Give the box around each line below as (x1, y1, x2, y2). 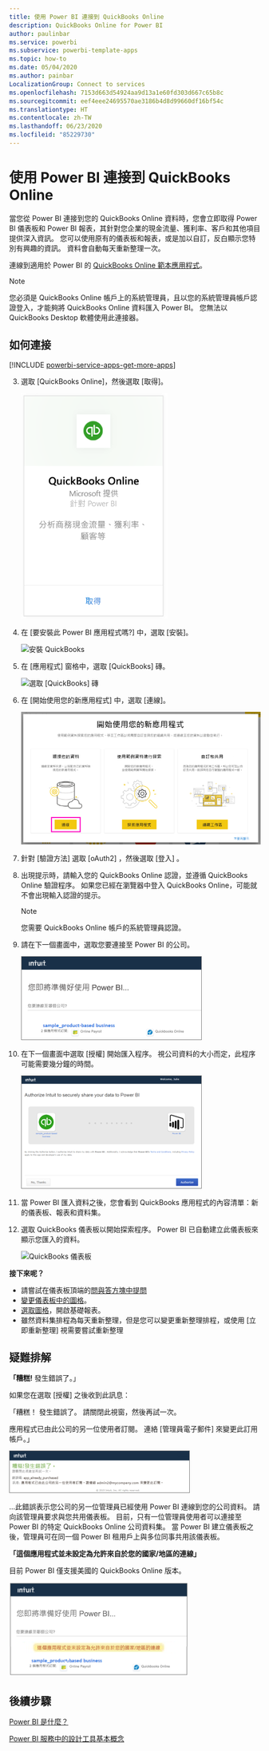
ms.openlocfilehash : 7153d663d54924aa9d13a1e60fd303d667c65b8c (9, 89, 224, 97)
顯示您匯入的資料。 (20, 1234, 85, 1244)
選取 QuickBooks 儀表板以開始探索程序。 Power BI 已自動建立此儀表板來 (20, 1224, 259, 1234)
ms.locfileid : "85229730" (9, 131, 95, 139)
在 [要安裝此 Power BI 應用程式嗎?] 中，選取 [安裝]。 (20, 627, 193, 637)
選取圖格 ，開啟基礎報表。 (20, 1305, 105, 1314)
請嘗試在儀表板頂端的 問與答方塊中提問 (20, 1285, 147, 1294)
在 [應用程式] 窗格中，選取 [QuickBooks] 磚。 (20, 661, 170, 670)
